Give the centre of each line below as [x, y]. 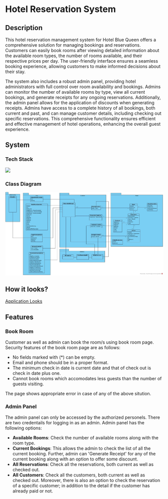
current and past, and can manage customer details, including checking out [83, 113]
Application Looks [24, 301]
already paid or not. [33, 491]
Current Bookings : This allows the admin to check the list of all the [81, 448]
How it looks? [27, 289]
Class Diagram [23, 184]
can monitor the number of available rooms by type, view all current [75, 92]
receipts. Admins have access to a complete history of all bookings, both [80, 108]
